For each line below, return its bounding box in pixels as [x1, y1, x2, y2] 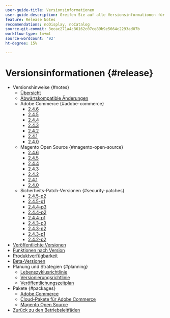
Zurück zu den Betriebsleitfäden [12, 307, 80, 313]
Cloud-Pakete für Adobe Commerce [20, 296, 96, 302]
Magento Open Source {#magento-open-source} [20, 144, 124, 150]
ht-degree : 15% [5, 41, 38, 46]
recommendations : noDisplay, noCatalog [5, 21, 90, 27]
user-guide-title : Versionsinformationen [5, 7, 95, 13]
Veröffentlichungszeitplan [20, 280, 74, 286]
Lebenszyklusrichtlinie [20, 269, 68, 275]
